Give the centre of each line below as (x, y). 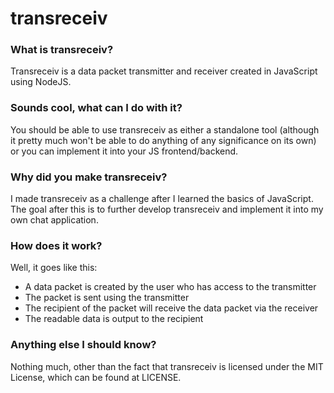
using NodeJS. (41, 82)
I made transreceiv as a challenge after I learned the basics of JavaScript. (162, 199)
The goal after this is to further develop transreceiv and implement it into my (167, 209)
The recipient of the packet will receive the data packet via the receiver (171, 308)
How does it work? (56, 245)
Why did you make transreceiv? (89, 177)
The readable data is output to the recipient (114, 319)
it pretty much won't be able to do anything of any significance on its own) (163, 140)
